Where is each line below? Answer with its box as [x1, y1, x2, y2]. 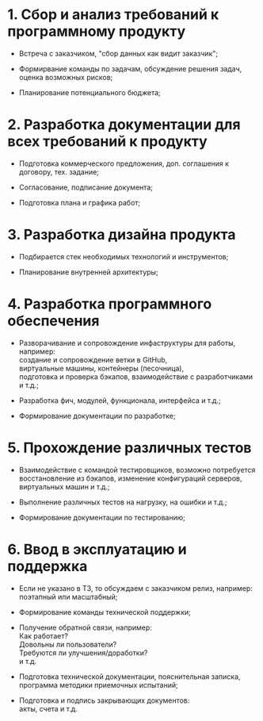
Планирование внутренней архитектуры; [18, 267, 159, 277]
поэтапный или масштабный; [18, 592, 118, 601]
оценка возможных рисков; [18, 72, 113, 82]
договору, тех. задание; [18, 167, 100, 176]
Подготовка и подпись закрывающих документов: [18, 696, 190, 705]
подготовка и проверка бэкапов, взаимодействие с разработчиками [18, 371, 253, 382]
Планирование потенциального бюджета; [18, 87, 161, 97]
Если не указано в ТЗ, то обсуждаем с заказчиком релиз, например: [18, 583, 253, 593]
